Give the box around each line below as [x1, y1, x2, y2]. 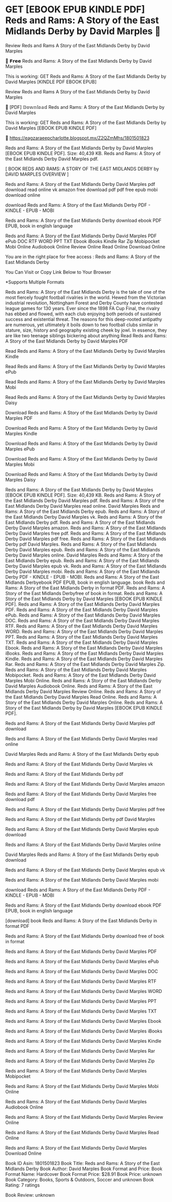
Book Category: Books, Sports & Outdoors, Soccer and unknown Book [5, 1176, 154, 1182]
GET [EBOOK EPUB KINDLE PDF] [5, 4, 145, 15]
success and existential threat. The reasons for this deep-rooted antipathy [5, 316, 163, 322]
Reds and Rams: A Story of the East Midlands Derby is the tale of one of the [5, 289, 165, 295]
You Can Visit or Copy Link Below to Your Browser [5, 269, 111, 275]
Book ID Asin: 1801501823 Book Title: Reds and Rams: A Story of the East [5, 1160, 160, 1166]
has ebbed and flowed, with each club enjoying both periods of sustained [5, 311, 161, 317]
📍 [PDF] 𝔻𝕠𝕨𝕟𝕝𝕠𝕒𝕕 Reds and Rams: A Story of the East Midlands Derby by [5, 104, 165, 110]
